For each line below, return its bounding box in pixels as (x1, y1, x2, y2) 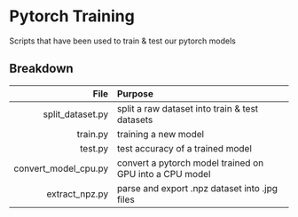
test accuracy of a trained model (116, 142, 253, 154)
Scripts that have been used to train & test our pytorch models (9, 35, 237, 46)
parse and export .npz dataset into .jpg (116, 182, 278, 194)
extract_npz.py (46, 188, 109, 200)
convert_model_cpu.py (13, 162, 109, 174)
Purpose (116, 87, 153, 99)
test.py (79, 142, 109, 154)
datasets (116, 113, 153, 126)
